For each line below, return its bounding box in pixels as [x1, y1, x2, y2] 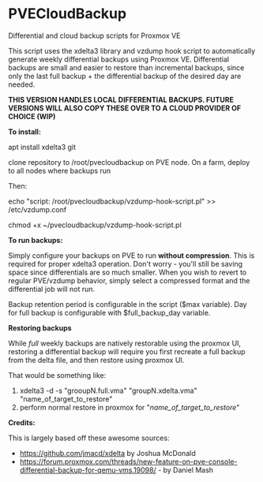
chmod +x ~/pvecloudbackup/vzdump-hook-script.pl [8, 220, 182, 230]
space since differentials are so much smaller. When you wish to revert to [8, 267, 247, 277]
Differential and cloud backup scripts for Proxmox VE [8, 31, 181, 40]
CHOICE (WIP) [8, 111, 56, 121]
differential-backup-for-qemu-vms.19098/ [19, 465, 156, 474]
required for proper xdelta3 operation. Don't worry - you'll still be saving [8, 259, 243, 268]
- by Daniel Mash [157, 465, 214, 474]
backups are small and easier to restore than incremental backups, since [8, 62, 245, 72]
